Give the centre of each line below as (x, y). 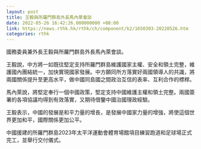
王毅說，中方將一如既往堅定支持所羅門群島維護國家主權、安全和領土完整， (98, 65)
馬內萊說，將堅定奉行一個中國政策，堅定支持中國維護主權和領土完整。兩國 (98, 92)
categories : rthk (28, 34)
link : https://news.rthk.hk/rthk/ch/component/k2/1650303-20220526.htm (97, 28)
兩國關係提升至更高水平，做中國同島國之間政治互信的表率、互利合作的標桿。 (100, 80)
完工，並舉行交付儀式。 (35, 140)
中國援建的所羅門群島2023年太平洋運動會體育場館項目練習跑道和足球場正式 (99, 133)
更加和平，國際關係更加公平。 (48, 120)
